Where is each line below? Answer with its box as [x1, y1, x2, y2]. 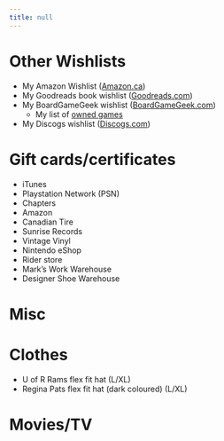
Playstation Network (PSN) [21, 188, 120, 199]
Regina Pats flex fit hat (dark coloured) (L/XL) [21, 383, 188, 394]
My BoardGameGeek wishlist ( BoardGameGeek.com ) [21, 99, 217, 110]
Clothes [9, 344, 68, 365]
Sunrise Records [21, 225, 82, 236]
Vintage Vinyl [21, 235, 71, 246]
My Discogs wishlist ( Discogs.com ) [21, 118, 151, 129]
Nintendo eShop [21, 245, 82, 256]
